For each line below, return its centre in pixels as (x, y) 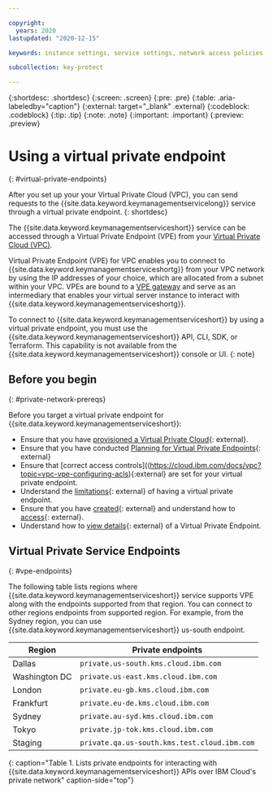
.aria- (226, 97)
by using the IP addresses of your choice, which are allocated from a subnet (136, 278)
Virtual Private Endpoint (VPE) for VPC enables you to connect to (117, 261)
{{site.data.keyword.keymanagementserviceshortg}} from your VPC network (136, 270)
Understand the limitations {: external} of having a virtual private (127, 491)
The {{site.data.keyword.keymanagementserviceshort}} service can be (127, 227)
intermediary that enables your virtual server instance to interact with (124, 295)
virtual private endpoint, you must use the (78, 328)
